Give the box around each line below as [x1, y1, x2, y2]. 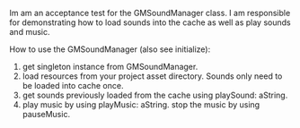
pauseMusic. [22, 109, 70, 119]
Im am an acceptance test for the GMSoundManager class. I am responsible [9, 8, 291, 18]
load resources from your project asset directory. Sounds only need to [22, 71, 283, 81]
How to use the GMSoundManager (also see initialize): [9, 44, 211, 55]
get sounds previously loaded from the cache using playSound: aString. [22, 90, 288, 100]
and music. [9, 27, 50, 37]
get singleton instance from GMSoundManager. [22, 62, 199, 72]
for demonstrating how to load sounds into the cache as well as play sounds [9, 17, 291, 28]
